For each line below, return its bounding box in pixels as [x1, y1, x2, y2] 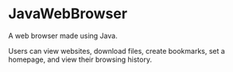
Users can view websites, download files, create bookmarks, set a [8, 46, 225, 55]
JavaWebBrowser [8, 5, 128, 23]
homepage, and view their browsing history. [8, 55, 153, 64]
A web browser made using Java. [8, 31, 118, 40]
